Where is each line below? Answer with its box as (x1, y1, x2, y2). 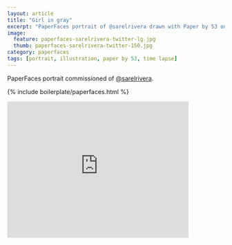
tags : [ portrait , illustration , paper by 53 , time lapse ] (7, 55, 177, 62)
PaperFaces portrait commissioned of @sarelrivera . (7, 74, 154, 82)
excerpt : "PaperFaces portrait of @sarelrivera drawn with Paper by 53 (7, 23, 217, 30)
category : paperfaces (7, 49, 70, 56)
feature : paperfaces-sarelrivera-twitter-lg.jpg (13, 36, 156, 43)
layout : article (7, 10, 54, 17)
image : (7, 29, 26, 37)
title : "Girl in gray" (7, 17, 72, 24)
